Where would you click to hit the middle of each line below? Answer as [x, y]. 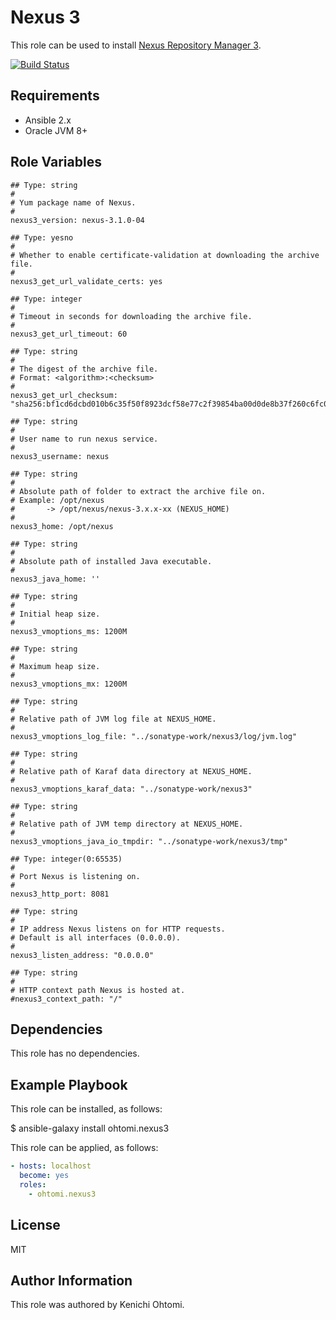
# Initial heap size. [55, 614]
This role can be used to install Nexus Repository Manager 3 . [136, 45]
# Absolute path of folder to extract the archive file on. [138, 491]
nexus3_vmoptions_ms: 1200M [69, 631]
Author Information [71, 1280]
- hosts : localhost [51, 1166]
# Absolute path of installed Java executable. [111, 561]
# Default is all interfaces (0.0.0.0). [96, 937]
